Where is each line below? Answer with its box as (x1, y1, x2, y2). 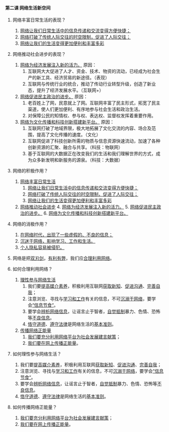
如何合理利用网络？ (12, 266, 53, 272)
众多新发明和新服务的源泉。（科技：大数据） (32, 157, 123, 163)
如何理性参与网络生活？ (12, 351, 62, 357)
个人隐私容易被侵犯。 (20, 244, 65, 250)
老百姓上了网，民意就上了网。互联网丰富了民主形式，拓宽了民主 (27, 100, 160, 106)
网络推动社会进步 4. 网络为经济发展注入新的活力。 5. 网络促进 (20, 204, 148, 210)
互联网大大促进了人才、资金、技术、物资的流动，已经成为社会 (27, 68, 156, 75)
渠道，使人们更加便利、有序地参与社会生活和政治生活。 (27, 106, 143, 113)
